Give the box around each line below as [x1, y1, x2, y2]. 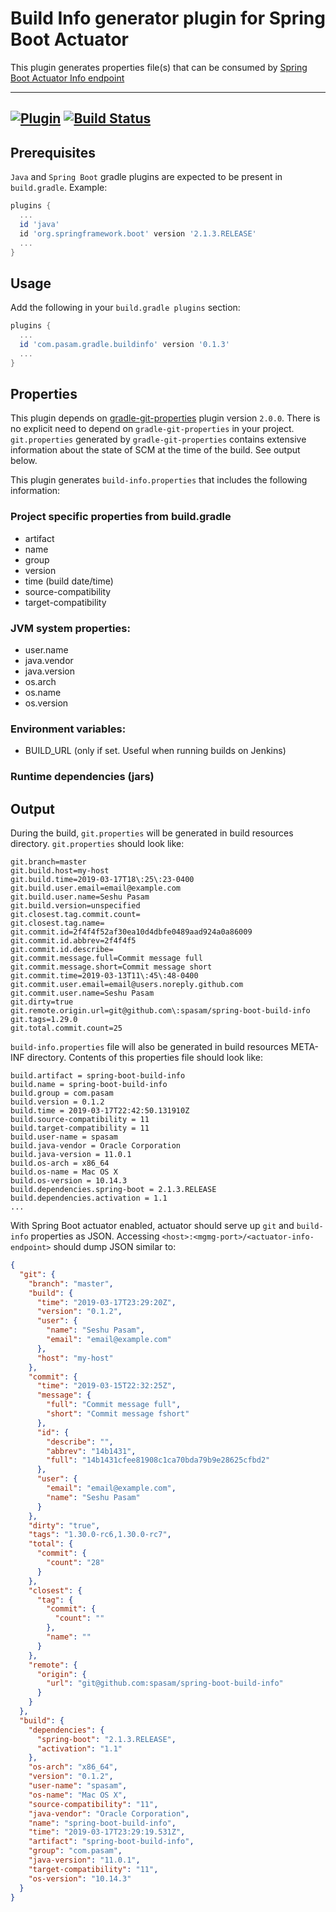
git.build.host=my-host [10, 866, 110, 876]
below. [10, 455, 38, 467]
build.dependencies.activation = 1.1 [10, 1193, 168, 1204]
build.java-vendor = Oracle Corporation [10, 1141, 182, 1151]
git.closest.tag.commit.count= [10, 910, 141, 920]
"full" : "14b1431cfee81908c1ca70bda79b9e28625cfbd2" [46, 1455, 271, 1466]
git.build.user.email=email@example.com [10, 883, 182, 894]
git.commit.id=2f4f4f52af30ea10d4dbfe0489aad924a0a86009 [10, 927, 253, 937]
